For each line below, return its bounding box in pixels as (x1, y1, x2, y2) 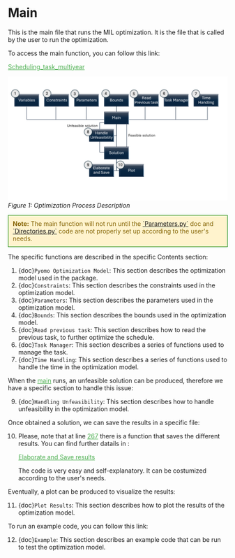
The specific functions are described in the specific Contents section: (8, 253, 209, 262)
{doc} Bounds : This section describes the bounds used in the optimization (17, 311, 227, 320)
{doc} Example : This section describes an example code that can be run (17, 536, 222, 544)
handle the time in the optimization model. (17, 363, 139, 371)
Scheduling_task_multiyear (8, 62, 85, 71)
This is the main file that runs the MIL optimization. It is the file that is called (8, 28, 225, 36)
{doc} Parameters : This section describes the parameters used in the (17, 296, 213, 305)
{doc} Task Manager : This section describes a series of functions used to (17, 341, 225, 349)
